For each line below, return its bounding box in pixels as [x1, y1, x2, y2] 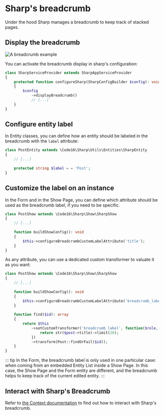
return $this [22, 321, 49, 326]
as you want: [5, 262, 31, 268]
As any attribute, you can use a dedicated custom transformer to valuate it [5, 257, 155, 263]
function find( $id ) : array [14, 312, 69, 317]
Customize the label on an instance [5, 184, 114, 192]
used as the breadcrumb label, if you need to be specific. [5, 202, 120, 208]
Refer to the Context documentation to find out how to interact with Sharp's [5, 400, 157, 406]
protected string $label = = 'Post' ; [14, 166, 91, 171]
